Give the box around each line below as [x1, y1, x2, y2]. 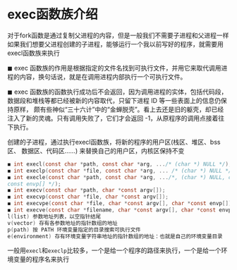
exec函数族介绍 [7, 6, 98, 23]
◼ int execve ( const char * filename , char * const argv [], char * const [7, 207, 217, 214]
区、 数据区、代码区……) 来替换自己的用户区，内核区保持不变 [7, 146, 185, 155]
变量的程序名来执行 [13, 255, 69, 264]
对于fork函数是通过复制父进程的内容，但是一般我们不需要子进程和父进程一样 [7, 31, 229, 39]
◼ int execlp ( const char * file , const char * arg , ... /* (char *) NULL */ [7, 167, 232, 174]
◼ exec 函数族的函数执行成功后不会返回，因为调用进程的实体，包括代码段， [7, 87, 228, 96]
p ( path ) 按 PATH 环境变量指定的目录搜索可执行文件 [7, 226, 141, 233]
